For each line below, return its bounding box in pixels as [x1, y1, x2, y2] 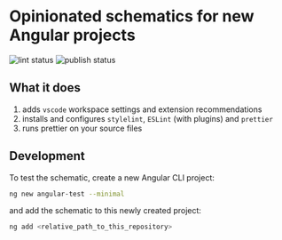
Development [9, 148, 86, 164]
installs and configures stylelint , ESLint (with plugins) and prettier [21, 113, 273, 124]
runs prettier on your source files [21, 123, 143, 133]
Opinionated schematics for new [9, 6, 255, 27]
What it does [9, 80, 82, 95]
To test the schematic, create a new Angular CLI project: [9, 172, 215, 183]
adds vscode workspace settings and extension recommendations [21, 104, 262, 115]
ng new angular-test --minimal [9, 189, 125, 198]
